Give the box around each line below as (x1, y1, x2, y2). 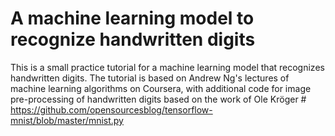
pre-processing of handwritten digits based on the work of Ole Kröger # (10, 93, 307, 105)
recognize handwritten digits (10, 28, 256, 51)
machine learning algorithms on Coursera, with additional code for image (10, 82, 312, 94)
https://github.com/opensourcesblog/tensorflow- (10, 103, 213, 116)
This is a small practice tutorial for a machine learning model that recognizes (10, 61, 325, 73)
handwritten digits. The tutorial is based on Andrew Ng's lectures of (10, 72, 290, 84)
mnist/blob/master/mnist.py (10, 114, 124, 126)
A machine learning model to (10, 7, 255, 30)
